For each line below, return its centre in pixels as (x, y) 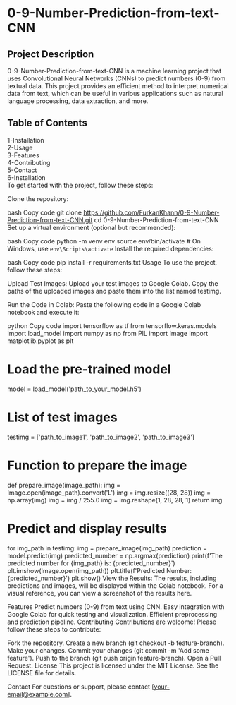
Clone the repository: (38, 198)
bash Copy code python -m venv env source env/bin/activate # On (104, 241)
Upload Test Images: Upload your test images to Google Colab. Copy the (113, 283)
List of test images (62, 417)
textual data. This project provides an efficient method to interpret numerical (118, 86)
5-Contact (22, 170)
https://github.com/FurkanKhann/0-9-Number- (151, 212)
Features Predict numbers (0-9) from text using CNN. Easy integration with (116, 607)
